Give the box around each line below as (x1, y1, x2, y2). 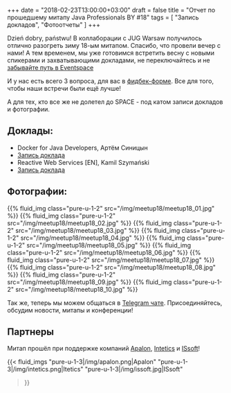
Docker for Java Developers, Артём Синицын (17, 143, 148, 152)
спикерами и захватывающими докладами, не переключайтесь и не (7, 56, 211, 64)
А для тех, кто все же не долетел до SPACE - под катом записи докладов (7, 98, 223, 106)
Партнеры (7, 326, 54, 338)
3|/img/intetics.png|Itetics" (7, 365, 84, 374)
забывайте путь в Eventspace (7, 64, 94, 71)
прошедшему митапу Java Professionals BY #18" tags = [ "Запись (7, 13, 199, 21)
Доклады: (7, 125, 54, 137)
